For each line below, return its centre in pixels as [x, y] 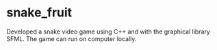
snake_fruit [39, 13]
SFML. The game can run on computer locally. [72, 38]
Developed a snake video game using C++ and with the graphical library [108, 32]
